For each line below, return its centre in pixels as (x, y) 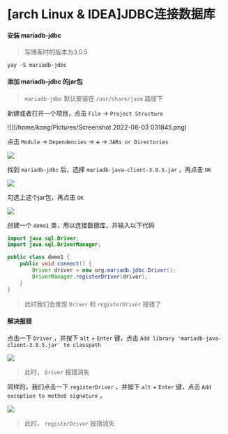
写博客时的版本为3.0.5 (56, 52)
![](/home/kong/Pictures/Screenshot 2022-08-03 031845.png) (97, 127)
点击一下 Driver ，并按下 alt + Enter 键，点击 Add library (91, 338)
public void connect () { (56, 264)
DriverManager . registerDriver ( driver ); (90, 277)
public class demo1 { (39, 257)
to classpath (82, 345)
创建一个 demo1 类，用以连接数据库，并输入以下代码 (81, 225)
